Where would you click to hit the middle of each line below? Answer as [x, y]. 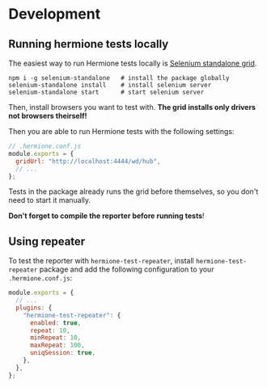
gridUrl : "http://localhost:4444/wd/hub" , [88, 161]
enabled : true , [55, 323]
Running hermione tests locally [89, 44]
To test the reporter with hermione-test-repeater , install [101, 261]
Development [55, 14]
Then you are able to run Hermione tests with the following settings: [121, 131]
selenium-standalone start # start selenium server [106, 92]
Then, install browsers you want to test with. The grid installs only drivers [132, 107]
